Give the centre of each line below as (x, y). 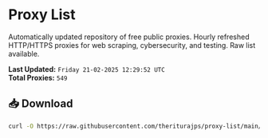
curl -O (21, 126)
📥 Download (41, 104)
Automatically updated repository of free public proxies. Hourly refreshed (129, 37)
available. (24, 53)
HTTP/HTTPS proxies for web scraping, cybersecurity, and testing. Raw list (132, 45)
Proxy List (42, 15)
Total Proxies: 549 (38, 77)
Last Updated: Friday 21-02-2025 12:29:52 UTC (87, 69)
